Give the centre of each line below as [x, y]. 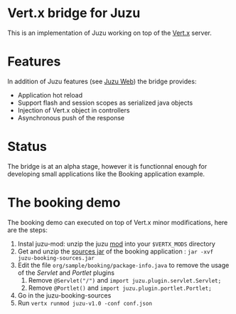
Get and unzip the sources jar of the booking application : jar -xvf [116, 251]
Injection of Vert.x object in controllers [74, 110]
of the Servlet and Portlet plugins [66, 273]
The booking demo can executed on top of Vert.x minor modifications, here [118, 222]
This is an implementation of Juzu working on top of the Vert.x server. [109, 33]
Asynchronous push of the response [71, 117]
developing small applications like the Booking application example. [106, 174]
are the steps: [27, 230]
